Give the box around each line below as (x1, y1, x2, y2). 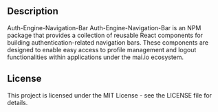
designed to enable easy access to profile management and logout (7, 45, 197, 54)
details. (7, 98, 28, 107)
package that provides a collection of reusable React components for (7, 31, 204, 39)
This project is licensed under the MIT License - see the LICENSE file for (7, 91, 212, 99)
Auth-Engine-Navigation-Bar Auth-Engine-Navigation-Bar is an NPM (7, 23, 201, 32)
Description (7, 5, 58, 17)
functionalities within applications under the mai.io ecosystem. (7, 53, 184, 61)
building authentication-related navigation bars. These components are (7, 38, 208, 47)
